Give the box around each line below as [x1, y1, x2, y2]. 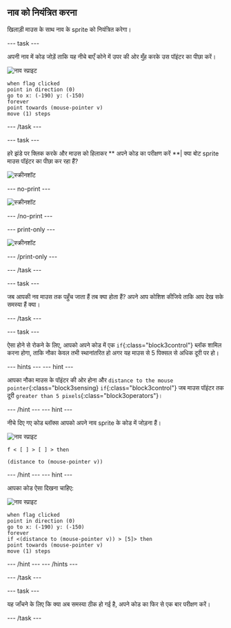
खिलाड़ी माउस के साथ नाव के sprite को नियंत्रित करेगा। [7, 25, 132, 33]
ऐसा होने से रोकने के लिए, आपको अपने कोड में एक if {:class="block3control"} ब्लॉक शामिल [7, 341, 222, 349]
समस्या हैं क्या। [7, 300, 41, 308]
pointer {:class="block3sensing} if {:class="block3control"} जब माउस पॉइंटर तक [7, 383, 224, 392]
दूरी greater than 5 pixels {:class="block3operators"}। [7, 391, 163, 399]
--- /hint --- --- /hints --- [7, 560, 78, 568]
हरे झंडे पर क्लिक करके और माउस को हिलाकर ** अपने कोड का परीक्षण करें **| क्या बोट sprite [7, 149, 219, 158]
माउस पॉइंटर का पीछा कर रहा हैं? [7, 157, 79, 165]
